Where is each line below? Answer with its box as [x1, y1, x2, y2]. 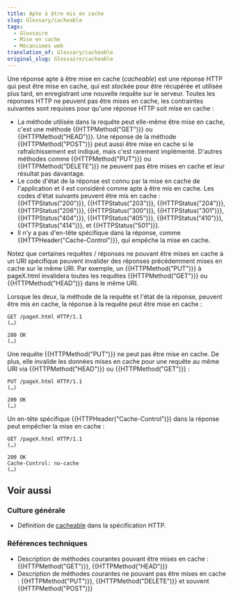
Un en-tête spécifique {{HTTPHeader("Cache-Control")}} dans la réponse [7, 415, 220, 423]
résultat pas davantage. [17, 169, 86, 177]
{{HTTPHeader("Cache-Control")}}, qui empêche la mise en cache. [17, 236, 211, 244]
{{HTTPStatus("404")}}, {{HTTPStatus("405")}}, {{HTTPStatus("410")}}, [17, 214, 224, 222]
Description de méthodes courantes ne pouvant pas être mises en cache [17, 569, 226, 577]
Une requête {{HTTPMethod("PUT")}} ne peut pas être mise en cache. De [7, 349, 219, 358]
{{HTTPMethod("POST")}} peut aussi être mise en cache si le [17, 140, 194, 148]
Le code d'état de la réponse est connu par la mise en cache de [17, 177, 200, 185]
